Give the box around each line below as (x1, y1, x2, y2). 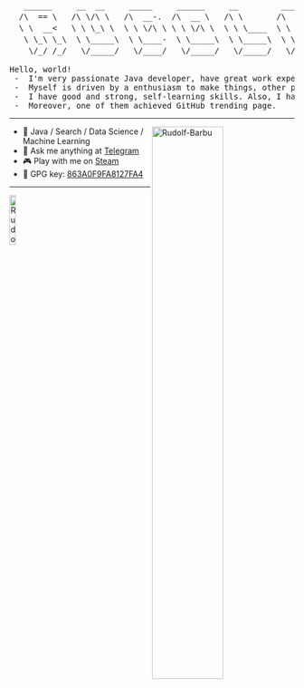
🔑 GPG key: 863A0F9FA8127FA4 (22, 169, 144, 179)
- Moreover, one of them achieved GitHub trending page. (14, 101, 278, 111)
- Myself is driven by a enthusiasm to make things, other (14, 82, 287, 92)
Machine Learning (22, 136, 90, 146)
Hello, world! (9, 64, 72, 74)
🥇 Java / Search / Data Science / (22, 126, 144, 137)
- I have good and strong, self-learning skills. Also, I (14, 92, 282, 102)
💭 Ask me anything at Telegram (22, 145, 140, 156)
